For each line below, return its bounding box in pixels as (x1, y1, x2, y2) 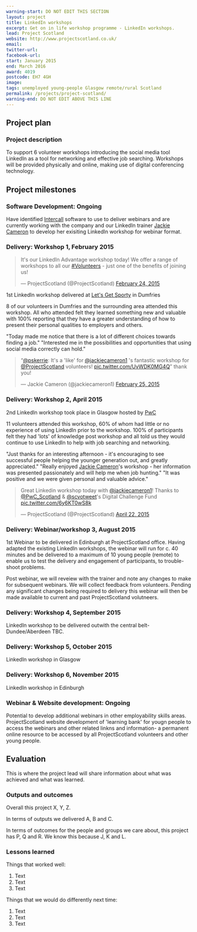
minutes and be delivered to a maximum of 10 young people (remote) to (6, 551, 179, 558)
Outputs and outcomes (6, 790, 74, 799)
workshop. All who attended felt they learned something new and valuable (6, 309, 186, 316)
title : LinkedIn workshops (6, 19, 72, 25)
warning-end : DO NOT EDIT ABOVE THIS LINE (6, 96, 112, 102)
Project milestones (6, 185, 76, 195)
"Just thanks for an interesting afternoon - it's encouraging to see (6, 450, 165, 457)
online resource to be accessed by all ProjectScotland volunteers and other (6, 731, 188, 738)
